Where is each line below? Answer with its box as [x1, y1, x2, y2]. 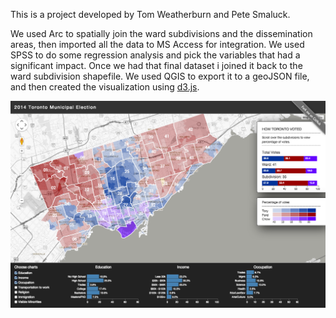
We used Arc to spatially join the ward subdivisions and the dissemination [10, 28, 313, 39]
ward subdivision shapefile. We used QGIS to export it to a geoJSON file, [10, 70, 310, 82]
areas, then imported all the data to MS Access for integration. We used [10, 39, 305, 50]
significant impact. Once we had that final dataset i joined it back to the [10, 60, 303, 71]
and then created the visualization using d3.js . [10, 81, 200, 93]
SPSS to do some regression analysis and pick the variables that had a [10, 49, 301, 61]
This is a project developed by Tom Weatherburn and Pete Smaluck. [10, 9, 291, 20]
